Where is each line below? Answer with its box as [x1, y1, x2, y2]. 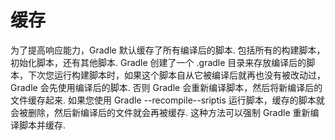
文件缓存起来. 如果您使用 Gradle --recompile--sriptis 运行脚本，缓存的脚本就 [10, 94, 325, 106]
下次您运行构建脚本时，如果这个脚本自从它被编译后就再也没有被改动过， [27, 69, 326, 81]
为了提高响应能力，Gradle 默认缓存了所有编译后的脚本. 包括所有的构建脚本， [10, 44, 326, 56]
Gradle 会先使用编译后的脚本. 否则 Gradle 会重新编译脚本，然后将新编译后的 [10, 81, 323, 93]
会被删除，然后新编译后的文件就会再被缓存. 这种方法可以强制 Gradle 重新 [10, 106, 311, 118]
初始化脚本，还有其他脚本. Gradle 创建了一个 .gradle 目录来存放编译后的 [10, 56, 307, 68]
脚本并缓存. [18, 119, 67, 131]
